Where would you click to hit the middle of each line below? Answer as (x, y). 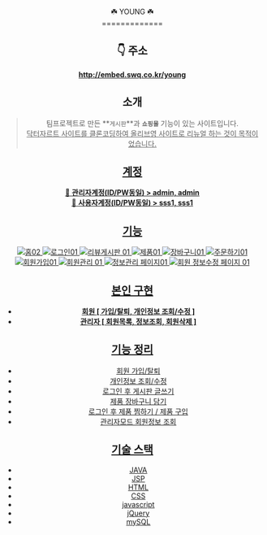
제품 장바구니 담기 (138, 401)
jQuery (138, 513)
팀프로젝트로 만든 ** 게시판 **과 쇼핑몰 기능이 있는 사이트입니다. (142, 123)
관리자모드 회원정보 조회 (138, 421)
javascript (138, 504)
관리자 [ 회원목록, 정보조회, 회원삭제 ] (138, 322)
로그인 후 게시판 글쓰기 (138, 391)
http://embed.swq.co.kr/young (132, 74)
